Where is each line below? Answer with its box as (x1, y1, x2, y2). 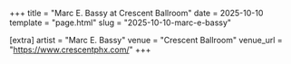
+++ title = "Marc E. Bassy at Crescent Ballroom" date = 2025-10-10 (9, 8, 264, 18)
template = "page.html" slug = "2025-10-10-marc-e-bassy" (9, 17, 232, 28)
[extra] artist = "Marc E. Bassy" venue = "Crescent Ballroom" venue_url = (9, 35, 283, 45)
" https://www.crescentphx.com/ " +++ (9, 44, 151, 55)
